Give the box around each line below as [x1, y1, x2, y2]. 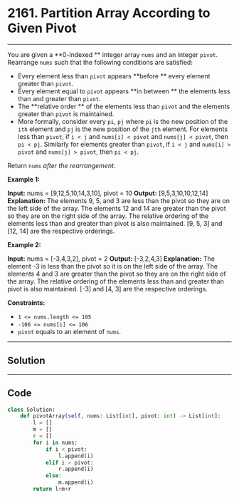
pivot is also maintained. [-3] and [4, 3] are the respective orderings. [7, 284, 208, 293]
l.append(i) [58, 452, 94, 460]
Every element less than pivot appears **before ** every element [17, 71, 211, 80]
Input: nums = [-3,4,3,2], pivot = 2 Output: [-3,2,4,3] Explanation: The [7, 254, 216, 263]
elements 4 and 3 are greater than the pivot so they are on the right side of [7, 269, 226, 278]
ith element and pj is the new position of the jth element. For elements [17, 125, 228, 133]
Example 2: [7, 240, 41, 249]
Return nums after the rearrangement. [7, 161, 116, 170]
